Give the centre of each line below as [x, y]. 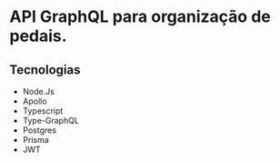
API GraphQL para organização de [140, 17]
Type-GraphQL [51, 121]
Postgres [40, 130]
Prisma [36, 140]
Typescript [43, 111]
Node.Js [38, 91]
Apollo [35, 101]
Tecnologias [45, 70]
